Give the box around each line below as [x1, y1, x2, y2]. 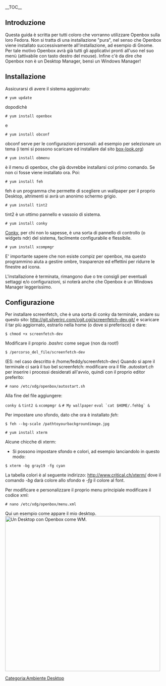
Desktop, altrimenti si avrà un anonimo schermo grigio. [5, 193, 117, 199]
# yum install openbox [5, 114, 52, 119]
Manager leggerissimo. [5, 284, 53, 290]
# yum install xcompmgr [5, 244, 55, 250]
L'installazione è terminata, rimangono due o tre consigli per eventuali [5, 273, 147, 279]
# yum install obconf [5, 132, 50, 137]
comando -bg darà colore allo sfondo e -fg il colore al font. [5, 478, 125, 483]
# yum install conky [5, 221, 48, 226]
